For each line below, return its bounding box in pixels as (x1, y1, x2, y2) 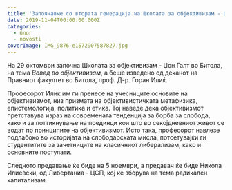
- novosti (13, 36, 41, 43)
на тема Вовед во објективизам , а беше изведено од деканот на (7, 68, 198, 77)
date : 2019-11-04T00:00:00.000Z (7, 17, 100, 23)
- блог (13, 29, 32, 37)
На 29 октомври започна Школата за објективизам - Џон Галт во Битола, (7, 61, 223, 69)
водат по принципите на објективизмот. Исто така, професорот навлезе (7, 126, 220, 134)
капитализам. (7, 176, 48, 184)
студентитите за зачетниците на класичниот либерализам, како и (7, 141, 202, 149)
